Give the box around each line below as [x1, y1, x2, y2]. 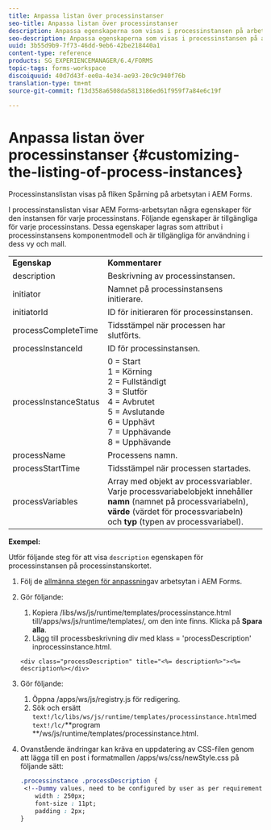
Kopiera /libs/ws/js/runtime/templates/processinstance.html [31, 608, 231, 617]
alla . [31, 625, 47, 635]
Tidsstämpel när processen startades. [107, 463, 252, 474]
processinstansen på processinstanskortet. [8, 561, 152, 571]
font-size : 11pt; [35, 799, 97, 807]
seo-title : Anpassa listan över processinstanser [8, 19, 179, 27]
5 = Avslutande [107, 406, 165, 417]
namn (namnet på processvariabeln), [107, 496, 248, 508]
